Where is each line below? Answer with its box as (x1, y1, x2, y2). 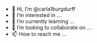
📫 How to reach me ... (11, 31, 66, 37)
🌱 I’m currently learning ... (11, 18, 75, 24)
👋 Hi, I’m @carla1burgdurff (11, 6, 76, 12)
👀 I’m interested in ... (11, 12, 62, 19)
